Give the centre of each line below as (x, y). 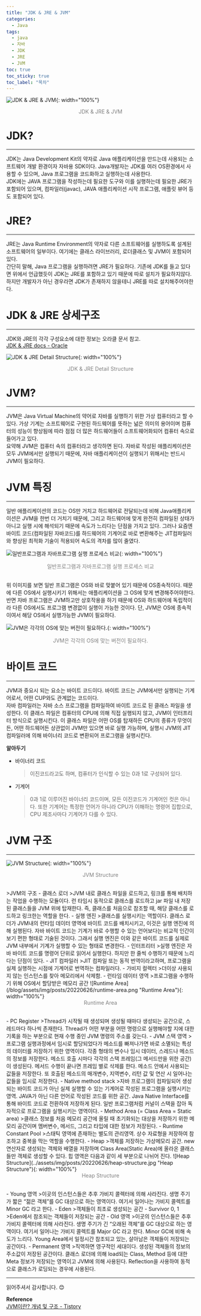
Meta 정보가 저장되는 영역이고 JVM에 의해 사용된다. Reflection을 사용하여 (93, 1261)
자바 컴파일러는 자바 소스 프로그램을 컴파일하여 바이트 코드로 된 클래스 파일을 (96, 705)
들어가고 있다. (22, 438)
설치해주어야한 (176, 281)
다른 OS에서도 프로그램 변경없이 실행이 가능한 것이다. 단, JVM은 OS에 (94, 607)
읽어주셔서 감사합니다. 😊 (35, 1287)
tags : (13, 32)
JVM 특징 (29, 487)
